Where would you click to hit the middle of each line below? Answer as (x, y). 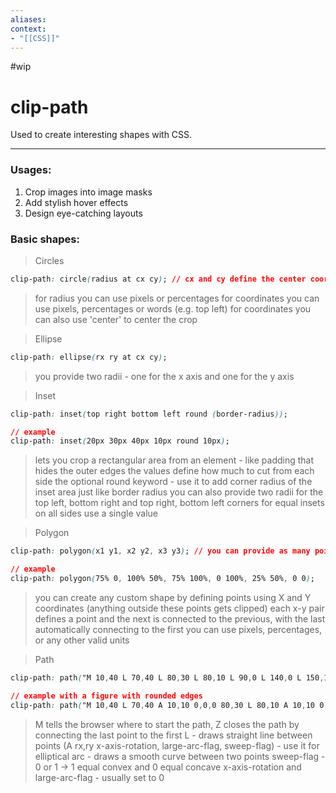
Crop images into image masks (88, 192)
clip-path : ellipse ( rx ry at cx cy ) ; (89, 357)
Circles (49, 260)
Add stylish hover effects (76, 202)
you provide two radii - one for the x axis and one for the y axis (164, 376)
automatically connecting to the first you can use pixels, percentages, (178, 629)
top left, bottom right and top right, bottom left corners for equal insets (179, 503)
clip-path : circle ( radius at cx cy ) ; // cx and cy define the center (158, 279)
